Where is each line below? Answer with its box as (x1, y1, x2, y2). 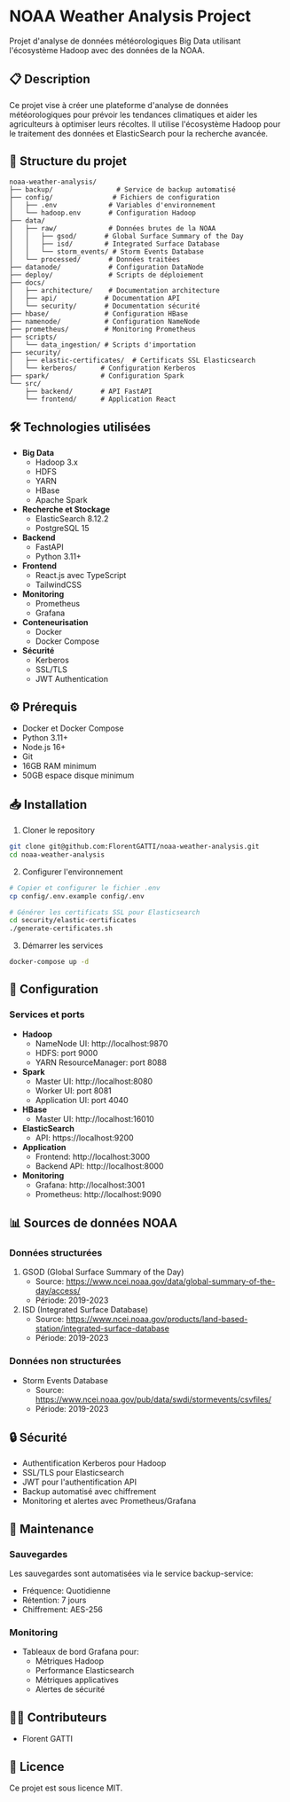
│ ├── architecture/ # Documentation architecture (9, 286, 220, 294)
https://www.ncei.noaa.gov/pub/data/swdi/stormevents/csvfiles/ (35, 1394, 272, 1405)
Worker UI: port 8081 (35, 1085, 113, 1096)
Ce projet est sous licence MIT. (9, 1782, 123, 1793)
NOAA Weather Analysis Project (9, 6, 251, 27)
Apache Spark (35, 495, 88, 505)
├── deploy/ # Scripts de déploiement (9, 270, 204, 279)
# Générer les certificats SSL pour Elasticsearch (9, 907, 200, 917)
